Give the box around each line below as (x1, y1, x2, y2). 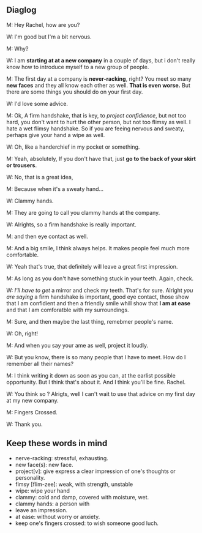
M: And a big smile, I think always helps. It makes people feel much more (6, 244, 190, 252)
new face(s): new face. (15, 461, 73, 468)
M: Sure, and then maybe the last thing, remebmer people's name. (6, 318, 173, 325)
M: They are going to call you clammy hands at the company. (6, 209, 160, 216)
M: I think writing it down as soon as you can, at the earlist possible (6, 371, 176, 379)
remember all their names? (6, 360, 74, 367)
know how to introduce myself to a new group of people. (6, 63, 149, 70)
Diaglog (6, 5, 37, 15)
